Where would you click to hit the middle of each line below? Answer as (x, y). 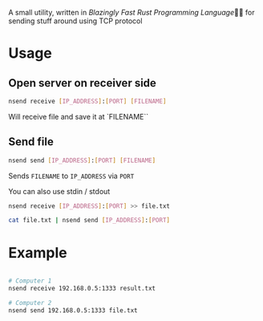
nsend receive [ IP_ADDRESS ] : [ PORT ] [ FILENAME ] (87, 101)
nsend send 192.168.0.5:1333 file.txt (73, 310)
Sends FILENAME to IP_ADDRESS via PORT (71, 176)
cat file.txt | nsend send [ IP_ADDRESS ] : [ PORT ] (89, 221)
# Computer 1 (30, 281)
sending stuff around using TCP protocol (75, 21)
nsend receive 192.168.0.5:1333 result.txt (82, 289)
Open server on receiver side (82, 83)
